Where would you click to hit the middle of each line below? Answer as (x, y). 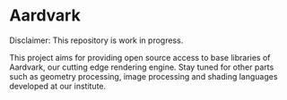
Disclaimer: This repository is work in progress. (96, 40)
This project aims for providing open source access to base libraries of (140, 57)
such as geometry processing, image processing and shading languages (143, 76)
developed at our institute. (58, 86)
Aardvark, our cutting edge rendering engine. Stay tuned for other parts (142, 67)
